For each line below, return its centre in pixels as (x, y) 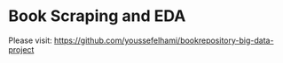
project (21, 49)
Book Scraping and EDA (97, 16)
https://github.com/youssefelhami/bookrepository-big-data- (164, 40)
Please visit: (30, 40)
